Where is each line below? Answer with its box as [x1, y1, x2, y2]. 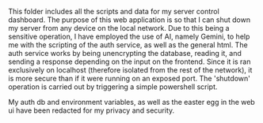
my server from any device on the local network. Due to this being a [8, 24, 230, 32]
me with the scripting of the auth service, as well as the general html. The [8, 40, 248, 50]
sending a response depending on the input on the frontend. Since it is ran [8, 57, 251, 66]
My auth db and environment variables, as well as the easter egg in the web [8, 98, 255, 106]
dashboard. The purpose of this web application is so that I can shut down [8, 15, 251, 24]
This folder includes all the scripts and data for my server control [8, 7, 219, 16]
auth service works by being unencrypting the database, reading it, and [8, 49, 242, 58]
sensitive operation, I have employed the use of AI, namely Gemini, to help [8, 32, 250, 41]
